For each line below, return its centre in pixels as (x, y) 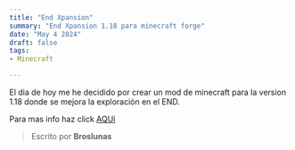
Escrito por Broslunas (71, 136)
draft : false (33, 42)
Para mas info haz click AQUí (62, 119)
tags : (19, 51)
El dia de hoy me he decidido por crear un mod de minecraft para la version (148, 92)
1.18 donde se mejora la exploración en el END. (94, 102)
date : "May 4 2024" (45, 34)
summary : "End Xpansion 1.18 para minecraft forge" (107, 26)
